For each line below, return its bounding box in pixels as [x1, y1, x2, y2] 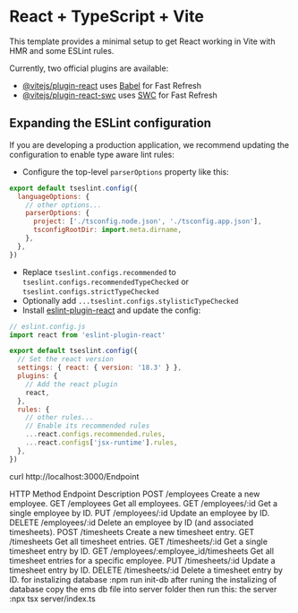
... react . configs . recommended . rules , [25, 430, 166, 439]
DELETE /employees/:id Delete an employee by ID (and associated [9, 517, 253, 528]
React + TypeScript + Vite [9, 6, 204, 27]
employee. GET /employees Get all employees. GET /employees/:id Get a [9, 497, 278, 508]
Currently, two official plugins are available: [9, 63, 169, 73]
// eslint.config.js [9, 322, 87, 331]
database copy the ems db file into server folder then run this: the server [9, 583, 277, 594]
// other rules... [25, 413, 94, 422]
